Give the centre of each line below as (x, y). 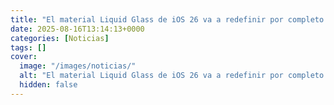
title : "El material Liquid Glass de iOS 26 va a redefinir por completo (167, 19)
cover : (24, 57)
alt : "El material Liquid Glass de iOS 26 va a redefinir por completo (172, 76)
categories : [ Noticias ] (60, 38)
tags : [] (28, 47)
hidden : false (48, 85)
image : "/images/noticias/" (78, 66)
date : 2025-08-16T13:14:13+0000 (77, 29)
